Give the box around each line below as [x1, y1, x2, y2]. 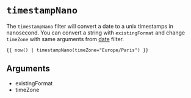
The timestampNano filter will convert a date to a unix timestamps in [6, 22, 174, 30]
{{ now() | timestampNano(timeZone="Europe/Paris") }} [6, 47, 149, 53]
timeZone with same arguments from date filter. [6, 35, 124, 42]
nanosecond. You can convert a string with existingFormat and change [6, 29, 186, 36]
